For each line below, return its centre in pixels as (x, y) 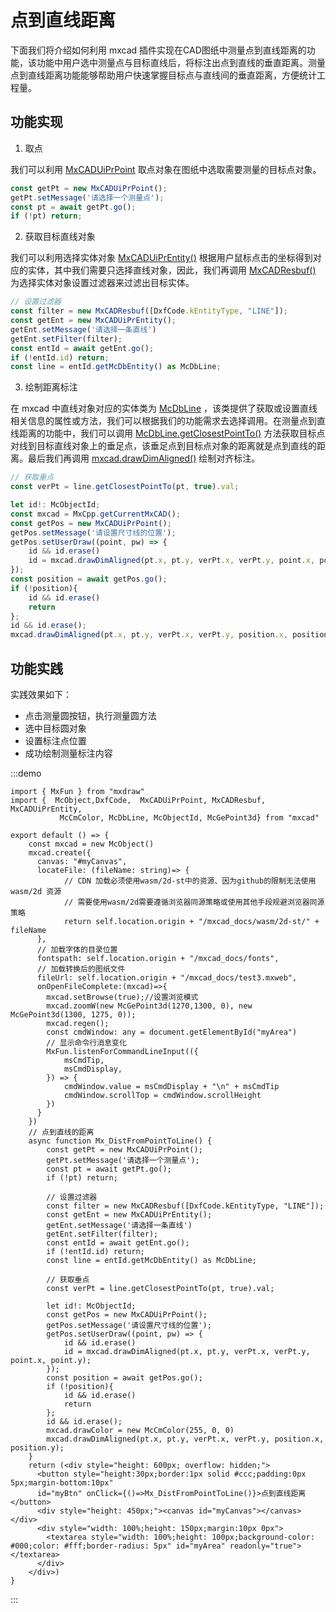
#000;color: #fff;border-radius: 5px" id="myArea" (118, 1546)
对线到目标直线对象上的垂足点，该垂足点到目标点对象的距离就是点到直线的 (163, 446)
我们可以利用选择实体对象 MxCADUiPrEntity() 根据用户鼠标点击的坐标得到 (161, 258)
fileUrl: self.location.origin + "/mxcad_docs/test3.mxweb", (167, 977)
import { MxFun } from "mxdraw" (77, 791)
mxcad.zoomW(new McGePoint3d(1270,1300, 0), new (149, 1006)
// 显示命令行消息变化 (86, 1042)
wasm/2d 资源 (36, 891)
